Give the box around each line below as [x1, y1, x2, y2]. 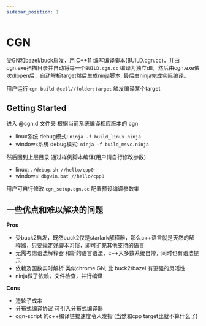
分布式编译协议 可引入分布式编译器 [15, 305, 103, 313]
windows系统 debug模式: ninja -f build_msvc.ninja [15, 140, 149, 148]
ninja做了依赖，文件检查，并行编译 [15, 272, 103, 279]
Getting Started [6, 102, 67, 113]
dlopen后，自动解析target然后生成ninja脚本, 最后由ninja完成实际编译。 [11, 72, 189, 79]
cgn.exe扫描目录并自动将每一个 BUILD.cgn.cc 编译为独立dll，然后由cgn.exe [6, 64, 194, 71]
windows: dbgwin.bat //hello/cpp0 [15, 172, 105, 180]
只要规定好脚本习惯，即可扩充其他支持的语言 [31, 241, 145, 249]
